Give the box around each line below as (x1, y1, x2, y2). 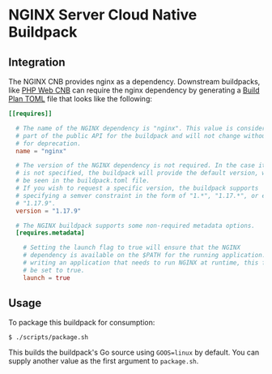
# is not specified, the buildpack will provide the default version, (15, 169, 259, 178)
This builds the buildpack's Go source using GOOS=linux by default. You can (8, 347, 260, 358)
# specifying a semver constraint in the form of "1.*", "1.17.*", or (15, 191, 259, 200)
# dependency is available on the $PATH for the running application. (23, 251, 266, 260)
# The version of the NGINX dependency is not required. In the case (15, 161, 255, 170)
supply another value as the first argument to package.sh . (8, 356, 199, 366)
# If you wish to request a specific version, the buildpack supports (15, 184, 259, 192)
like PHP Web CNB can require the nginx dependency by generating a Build (8, 85, 261, 95)
